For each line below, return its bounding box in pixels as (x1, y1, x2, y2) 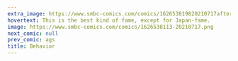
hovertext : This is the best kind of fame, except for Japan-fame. (7, 17, 211, 24)
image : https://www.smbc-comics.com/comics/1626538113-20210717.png (7, 23, 214, 30)
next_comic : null (7, 29, 59, 37)
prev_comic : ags (7, 36, 55, 43)
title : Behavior (7, 43, 55, 50)
